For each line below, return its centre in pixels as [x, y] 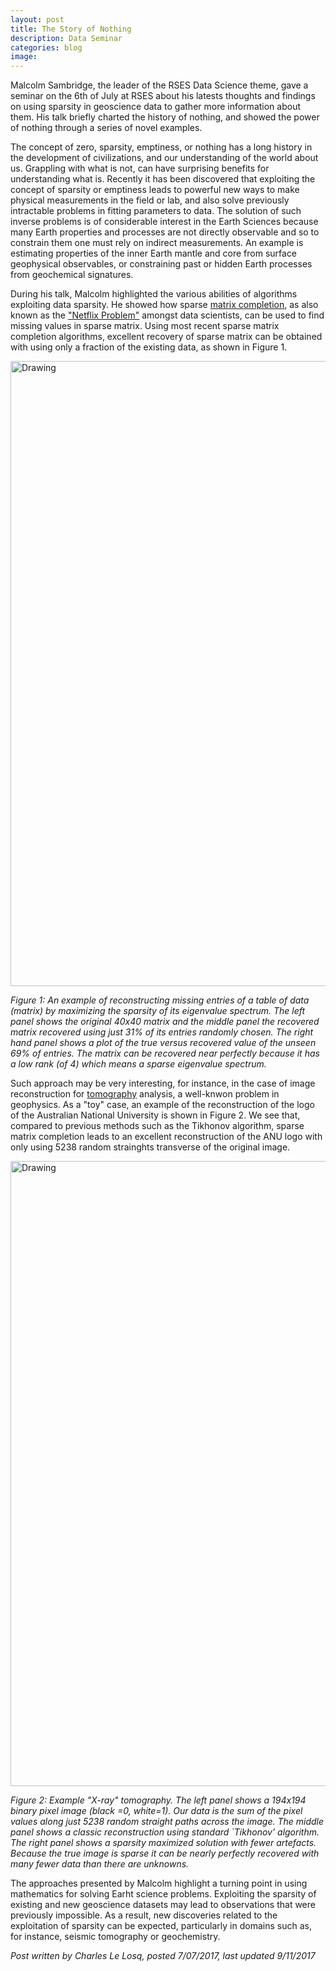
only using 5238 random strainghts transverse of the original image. [150, 1147]
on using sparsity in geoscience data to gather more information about [156, 107]
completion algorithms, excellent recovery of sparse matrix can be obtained [166, 337]
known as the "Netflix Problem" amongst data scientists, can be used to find [167, 315]
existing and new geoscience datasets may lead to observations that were [163, 1905]
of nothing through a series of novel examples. [106, 128]
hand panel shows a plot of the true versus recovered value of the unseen [163, 1043]
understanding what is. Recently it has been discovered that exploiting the [163, 179]
